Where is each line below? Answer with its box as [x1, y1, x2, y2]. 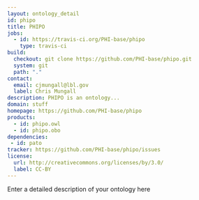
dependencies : [7, 133, 49, 140]
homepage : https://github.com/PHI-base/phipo [7, 107, 142, 114]
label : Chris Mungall [13, 88, 77, 95]
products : [7, 114, 36, 121]
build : [7, 49, 27, 56]
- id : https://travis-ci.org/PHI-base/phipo [13, 36, 145, 43]
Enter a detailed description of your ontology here [7, 185, 151, 193]
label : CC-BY [13, 165, 52, 173]
